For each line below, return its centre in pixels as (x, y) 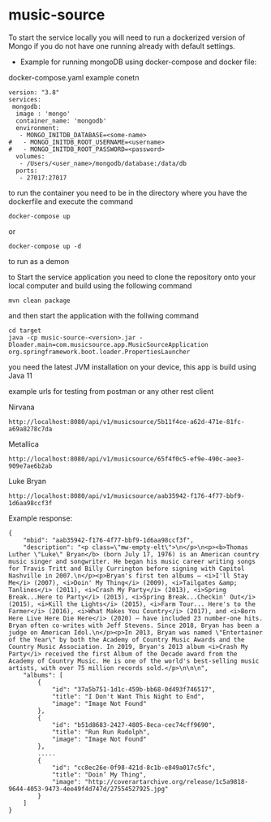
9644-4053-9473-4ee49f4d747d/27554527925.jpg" (88, 789)
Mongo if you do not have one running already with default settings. (122, 45)
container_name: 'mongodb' (61, 121)
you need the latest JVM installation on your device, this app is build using (133, 366)
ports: (27, 171)
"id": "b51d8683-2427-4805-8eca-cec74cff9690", (134, 725)
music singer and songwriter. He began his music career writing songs (132, 561)
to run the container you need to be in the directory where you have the (128, 193)
